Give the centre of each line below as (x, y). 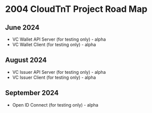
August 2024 (26, 60)
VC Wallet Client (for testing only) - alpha (54, 45)
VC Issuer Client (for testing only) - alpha (54, 77)
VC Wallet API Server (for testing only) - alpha (59, 39)
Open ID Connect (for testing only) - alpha (55, 105)
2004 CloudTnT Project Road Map (76, 9)
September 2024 (32, 93)
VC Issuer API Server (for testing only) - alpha (59, 72)
